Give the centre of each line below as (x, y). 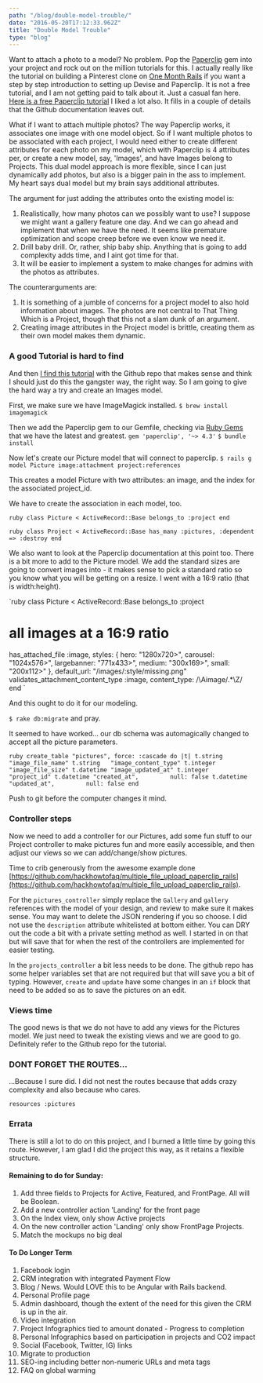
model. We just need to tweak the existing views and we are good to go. (125, 1036)
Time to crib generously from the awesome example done (102, 867)
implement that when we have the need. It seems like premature (124, 230)
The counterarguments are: (53, 287)
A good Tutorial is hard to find (67, 356)
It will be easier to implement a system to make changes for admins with (137, 264)
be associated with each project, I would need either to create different (123, 141)
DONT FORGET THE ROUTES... (68, 1064)
